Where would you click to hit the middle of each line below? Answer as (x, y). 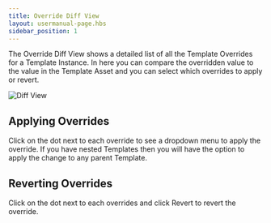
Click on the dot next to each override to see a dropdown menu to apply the (135, 141)
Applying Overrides (59, 121)
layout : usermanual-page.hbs (57, 24)
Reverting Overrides (61, 183)
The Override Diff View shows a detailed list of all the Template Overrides (131, 54)
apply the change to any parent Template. (78, 158)
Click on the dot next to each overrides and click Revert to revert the (122, 203)
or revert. (24, 80)
